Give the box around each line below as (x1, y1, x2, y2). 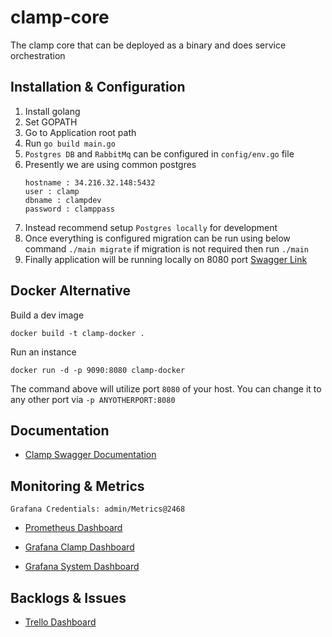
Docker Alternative (10, 282, 131, 300)
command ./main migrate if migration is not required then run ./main (24, 242, 309, 255)
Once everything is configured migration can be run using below (24, 232, 291, 244)
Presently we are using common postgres (24, 158, 197, 170)
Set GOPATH (24, 116, 78, 128)
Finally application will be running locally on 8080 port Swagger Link (24, 253, 308, 265)
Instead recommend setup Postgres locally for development (24, 221, 278, 233)
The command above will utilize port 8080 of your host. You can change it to (10, 382, 322, 395)
